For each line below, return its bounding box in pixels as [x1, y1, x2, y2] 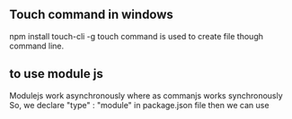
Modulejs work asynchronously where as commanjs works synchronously [9, 89, 283, 101]
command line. [9, 40, 65, 51]
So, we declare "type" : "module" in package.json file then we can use [9, 99, 270, 110]
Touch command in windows [9, 7, 173, 22]
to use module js [9, 66, 103, 81]
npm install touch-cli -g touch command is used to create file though [9, 30, 263, 41]
